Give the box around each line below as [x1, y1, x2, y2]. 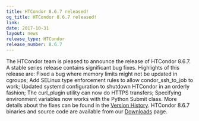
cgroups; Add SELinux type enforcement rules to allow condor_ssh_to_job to [6, 76, 194, 83]
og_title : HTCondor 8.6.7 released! [6, 14, 97, 20]
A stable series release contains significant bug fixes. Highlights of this [6, 64, 180, 71]
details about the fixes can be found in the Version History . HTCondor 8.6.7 [6, 102, 190, 109]
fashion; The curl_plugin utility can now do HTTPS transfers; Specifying [6, 89, 182, 96]
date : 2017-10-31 [6, 25, 49, 31]
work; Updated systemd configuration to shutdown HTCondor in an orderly [6, 83, 190, 90]
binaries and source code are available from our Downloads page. [6, 107, 168, 115]
